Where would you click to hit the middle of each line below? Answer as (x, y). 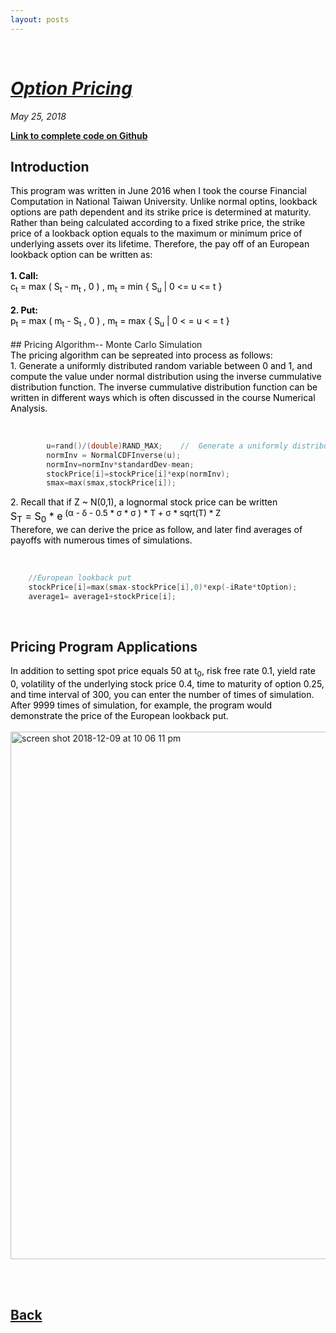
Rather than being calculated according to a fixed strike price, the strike (158, 223)
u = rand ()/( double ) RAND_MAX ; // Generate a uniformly (167, 446)
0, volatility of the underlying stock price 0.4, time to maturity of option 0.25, (167, 684)
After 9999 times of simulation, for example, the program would (141, 705)
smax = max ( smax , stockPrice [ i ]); (111, 483)
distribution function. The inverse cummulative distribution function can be (164, 387)
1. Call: (24, 276)
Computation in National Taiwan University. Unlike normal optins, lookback (164, 202)
